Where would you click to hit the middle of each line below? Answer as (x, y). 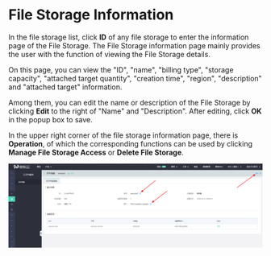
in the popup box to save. (50, 119)
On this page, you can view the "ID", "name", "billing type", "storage (121, 69)
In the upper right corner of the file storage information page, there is (123, 135)
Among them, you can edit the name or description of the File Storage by (129, 102)
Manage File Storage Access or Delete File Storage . (96, 152)
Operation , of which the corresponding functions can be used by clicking (130, 143)
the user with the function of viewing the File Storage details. (110, 54)
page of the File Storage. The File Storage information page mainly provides (134, 45)
